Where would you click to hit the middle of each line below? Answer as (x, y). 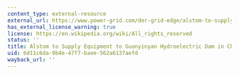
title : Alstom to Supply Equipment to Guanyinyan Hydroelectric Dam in (116, 47)
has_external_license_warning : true (62, 27)
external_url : (28, 20)
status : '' (23, 40)
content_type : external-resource (57, 14)
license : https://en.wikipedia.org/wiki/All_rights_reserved (100, 33)
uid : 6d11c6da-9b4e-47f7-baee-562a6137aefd (73, 54)
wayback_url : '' (31, 60)
